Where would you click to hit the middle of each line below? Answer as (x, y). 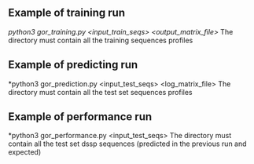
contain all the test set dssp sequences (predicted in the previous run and (127, 144)
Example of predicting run (73, 65)
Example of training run (67, 13)
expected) (25, 152)
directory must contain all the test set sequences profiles (100, 92)
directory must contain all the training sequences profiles (101, 40)
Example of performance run (80, 117)
